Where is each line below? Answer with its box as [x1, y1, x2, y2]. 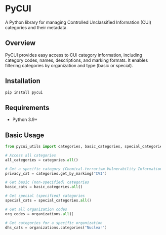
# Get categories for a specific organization [5, 220, 103, 225]
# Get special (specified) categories [5, 194, 85, 198]
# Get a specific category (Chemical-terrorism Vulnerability [5, 166, 136, 171]
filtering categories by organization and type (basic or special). [5, 62, 133, 68]
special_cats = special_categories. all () [5, 198, 92, 203]
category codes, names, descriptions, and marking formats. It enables [5, 57, 148, 63]
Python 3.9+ [12, 117, 38, 122]
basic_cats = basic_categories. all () [5, 185, 83, 190]
